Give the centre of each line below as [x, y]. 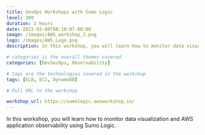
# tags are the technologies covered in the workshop [76, 74]
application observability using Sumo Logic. [61, 125]
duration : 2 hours [30, 23]
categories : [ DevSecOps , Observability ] [59, 63]
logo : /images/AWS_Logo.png [42, 40]
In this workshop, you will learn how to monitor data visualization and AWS [100, 119]
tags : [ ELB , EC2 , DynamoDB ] [42, 79]
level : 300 [20, 18]
